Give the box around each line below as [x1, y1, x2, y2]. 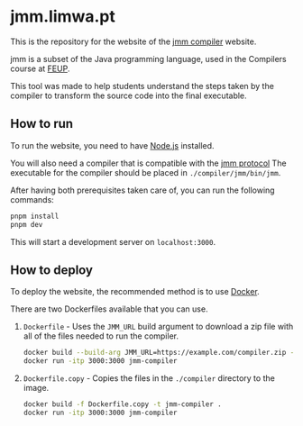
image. [23, 383, 50, 394]
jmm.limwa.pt [10, 6, 116, 27]
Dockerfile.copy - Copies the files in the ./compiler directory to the [23, 373, 276, 384]
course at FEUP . [10, 63, 70, 74]
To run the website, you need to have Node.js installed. [10, 140, 215, 150]
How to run [10, 116, 74, 131]
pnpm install [10, 212, 60, 221]
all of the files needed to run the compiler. [23, 331, 179, 341]
